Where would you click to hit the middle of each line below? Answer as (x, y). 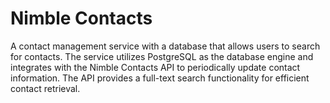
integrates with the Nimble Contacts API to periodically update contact (155, 67)
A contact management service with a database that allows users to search (165, 46)
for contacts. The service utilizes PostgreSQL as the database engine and (162, 56)
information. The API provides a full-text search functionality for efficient (160, 78)
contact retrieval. (45, 88)
